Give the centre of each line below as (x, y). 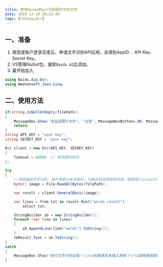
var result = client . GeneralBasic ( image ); (57, 193)
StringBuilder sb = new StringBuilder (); (56, 215)
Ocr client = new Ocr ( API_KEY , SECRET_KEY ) (50, 148)
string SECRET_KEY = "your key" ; (39, 139)
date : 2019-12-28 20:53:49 (32, 14)
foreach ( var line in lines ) (43, 220)
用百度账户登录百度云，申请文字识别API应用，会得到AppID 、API (77, 52)
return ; (21, 126)
